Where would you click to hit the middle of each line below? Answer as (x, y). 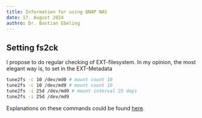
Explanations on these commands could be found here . (75, 108)
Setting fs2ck (32, 48)
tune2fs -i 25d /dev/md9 (38, 97)
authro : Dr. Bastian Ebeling (43, 23)
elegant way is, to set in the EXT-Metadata (59, 69)
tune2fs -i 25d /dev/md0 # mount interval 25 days (72, 91)
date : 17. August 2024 (35, 18)
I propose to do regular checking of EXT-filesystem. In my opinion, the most (101, 62)
